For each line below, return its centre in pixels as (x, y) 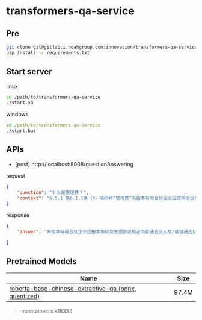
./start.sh (20, 103)
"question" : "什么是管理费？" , (53, 192)
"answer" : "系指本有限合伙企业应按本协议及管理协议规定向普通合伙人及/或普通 (103, 232)
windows (17, 114)
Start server (29, 71)
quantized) (25, 296)
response (18, 215)
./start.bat (21, 131)
